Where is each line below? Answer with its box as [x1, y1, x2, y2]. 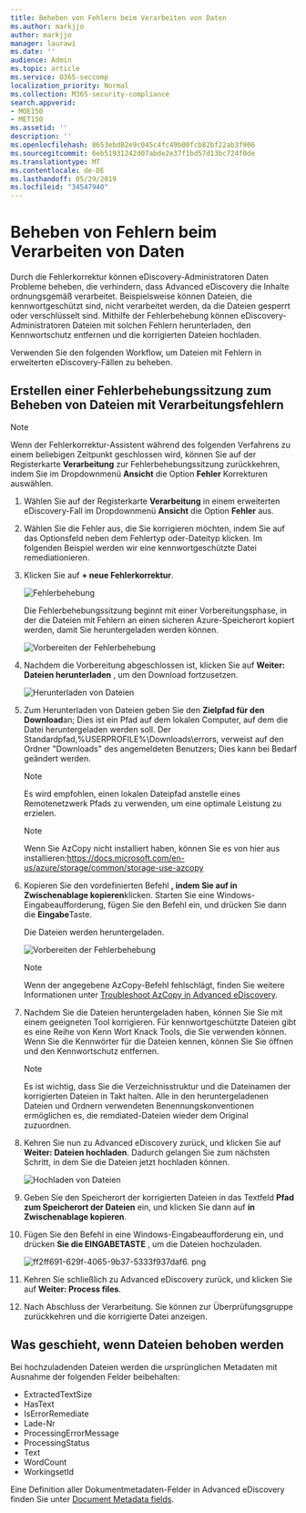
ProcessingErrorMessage [23, 1427, 119, 1438]
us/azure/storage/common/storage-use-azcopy [23, 862, 204, 873]
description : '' [10, 132, 72, 141]
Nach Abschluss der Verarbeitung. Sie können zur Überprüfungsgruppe [23, 1301, 294, 1312]
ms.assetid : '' [10, 124, 68, 133]
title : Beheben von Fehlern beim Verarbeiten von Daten [10, 13, 227, 23]
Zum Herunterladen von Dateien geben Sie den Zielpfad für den [23, 704, 265, 715]
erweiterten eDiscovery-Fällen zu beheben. [10, 357, 173, 368]
